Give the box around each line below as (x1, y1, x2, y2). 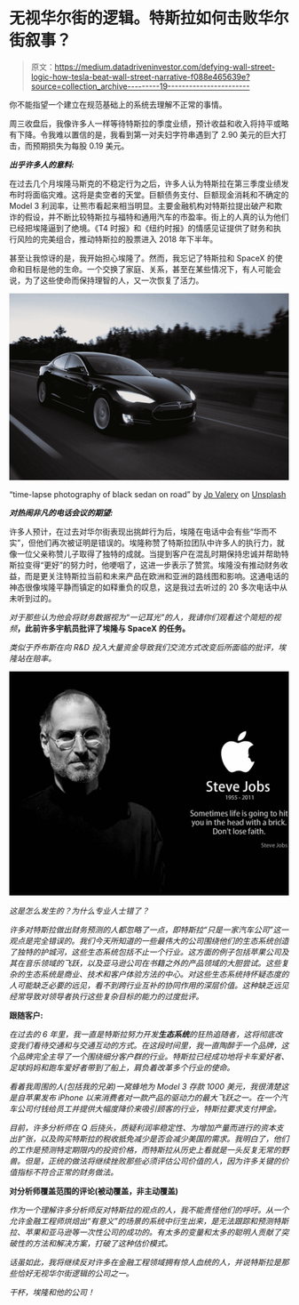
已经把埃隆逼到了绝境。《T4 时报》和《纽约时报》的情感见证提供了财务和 (9, 222, 274, 233)
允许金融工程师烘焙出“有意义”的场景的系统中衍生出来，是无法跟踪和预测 (9, 1215, 273, 1226)
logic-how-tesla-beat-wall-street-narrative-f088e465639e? (30, 71, 250, 82)
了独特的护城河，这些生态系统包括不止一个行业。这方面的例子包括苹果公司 (9, 947, 281, 957)
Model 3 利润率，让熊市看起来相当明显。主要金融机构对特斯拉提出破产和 (9, 200, 275, 211)
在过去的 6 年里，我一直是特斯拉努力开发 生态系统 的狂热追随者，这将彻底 (9, 1028, 275, 1039)
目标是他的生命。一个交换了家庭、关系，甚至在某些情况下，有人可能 (24, 263, 273, 274)
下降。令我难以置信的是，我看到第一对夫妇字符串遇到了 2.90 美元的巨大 (16, 129, 279, 140)
